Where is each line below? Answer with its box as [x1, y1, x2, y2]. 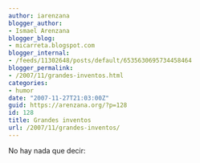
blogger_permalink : [8, 64, 74, 72]
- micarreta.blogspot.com [8, 42, 95, 50]
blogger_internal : [8, 49, 70, 57]
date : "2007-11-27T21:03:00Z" [8, 94, 110, 102]
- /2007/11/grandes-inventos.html [8, 71, 124, 79]
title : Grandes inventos [8, 116, 92, 124]
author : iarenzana [8, 11, 70, 20]
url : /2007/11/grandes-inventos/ [8, 124, 120, 132]
